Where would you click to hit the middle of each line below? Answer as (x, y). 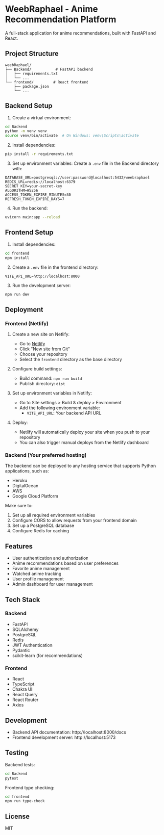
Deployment (24, 309)
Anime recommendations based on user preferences (65, 563)
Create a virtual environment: (41, 117)
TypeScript (23, 684)
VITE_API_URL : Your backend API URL (64, 413)
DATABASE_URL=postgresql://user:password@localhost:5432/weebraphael (78, 178)
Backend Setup (29, 106)
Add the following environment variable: (60, 408)
